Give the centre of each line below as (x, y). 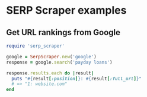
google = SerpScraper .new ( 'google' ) (51, 57)
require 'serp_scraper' (36, 46)
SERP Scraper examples (66, 10)
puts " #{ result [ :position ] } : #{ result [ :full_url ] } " (77, 79)
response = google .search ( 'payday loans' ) (59, 62)
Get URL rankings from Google (63, 32)
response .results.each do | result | (50, 73)
